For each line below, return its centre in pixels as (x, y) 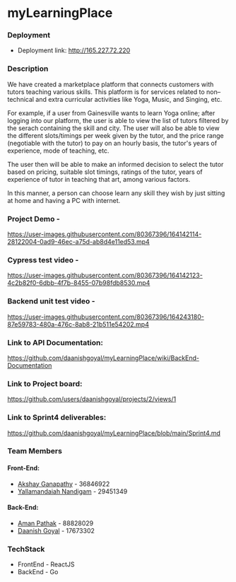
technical (20, 99)
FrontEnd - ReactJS (46, 564)
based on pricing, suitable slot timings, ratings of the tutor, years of (105, 172)
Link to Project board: (45, 383)
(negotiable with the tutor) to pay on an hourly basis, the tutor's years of (112, 143)
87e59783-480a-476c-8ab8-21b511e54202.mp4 (78, 324)
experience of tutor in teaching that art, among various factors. (99, 179)
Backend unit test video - (51, 301)
